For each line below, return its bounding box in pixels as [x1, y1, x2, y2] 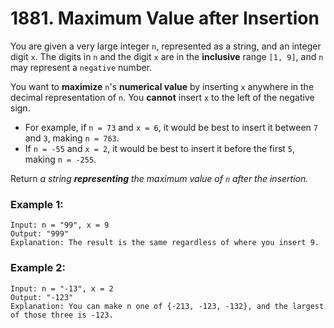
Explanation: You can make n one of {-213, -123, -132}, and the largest [10, 301, 325, 311]
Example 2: [10, 261, 66, 275]
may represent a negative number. [10, 61, 153, 73]
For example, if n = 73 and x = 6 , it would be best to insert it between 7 [24, 121, 318, 133]
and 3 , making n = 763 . [24, 132, 120, 144]
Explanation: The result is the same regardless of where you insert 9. [10, 238, 320, 248]
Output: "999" [10, 229, 70, 239]
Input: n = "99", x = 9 [10, 220, 110, 231]
